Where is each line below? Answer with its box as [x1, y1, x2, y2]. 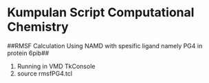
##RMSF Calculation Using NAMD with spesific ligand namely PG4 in [7, 41, 203, 50]
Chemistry [7, 19, 69, 35]
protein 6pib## [7, 49, 49, 57]
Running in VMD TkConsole [16, 62, 96, 70]
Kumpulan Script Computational [7, 5, 195, 20]
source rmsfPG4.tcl [16, 69, 73, 78]
